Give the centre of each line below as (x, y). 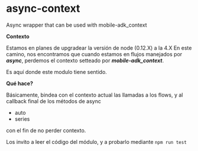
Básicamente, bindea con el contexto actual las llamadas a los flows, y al (95, 95)
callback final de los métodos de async (54, 101)
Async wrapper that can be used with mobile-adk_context (77, 25)
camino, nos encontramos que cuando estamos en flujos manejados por (94, 54)
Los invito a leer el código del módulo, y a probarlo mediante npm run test (97, 142)
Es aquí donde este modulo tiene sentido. (57, 72)
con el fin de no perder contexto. (46, 130)
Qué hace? (20, 83)
